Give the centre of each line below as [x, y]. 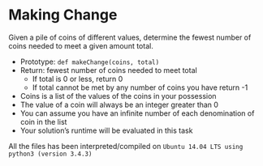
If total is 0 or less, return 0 [78, 79]
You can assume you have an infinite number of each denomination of [137, 113]
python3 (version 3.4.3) [50, 154]
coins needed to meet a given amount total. [81, 45]
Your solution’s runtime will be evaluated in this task [106, 130]
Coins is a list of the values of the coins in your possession [118, 96]
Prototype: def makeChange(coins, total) [90, 62]
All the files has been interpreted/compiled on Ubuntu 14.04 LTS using [126, 146]
